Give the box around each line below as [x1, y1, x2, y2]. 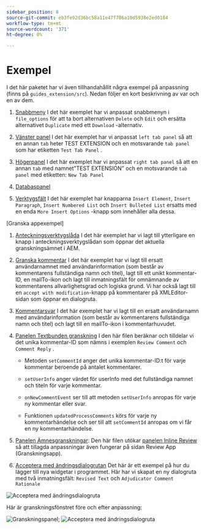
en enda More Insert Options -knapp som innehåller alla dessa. [15, 208, 176, 215]
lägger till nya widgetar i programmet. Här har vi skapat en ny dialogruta [15, 468, 197, 476]
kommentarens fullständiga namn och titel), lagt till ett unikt [15, 270, 165, 277]
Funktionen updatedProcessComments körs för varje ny [24, 412, 157, 420]
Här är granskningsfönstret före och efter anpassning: [6, 504, 143, 511]
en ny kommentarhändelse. [24, 425, 94, 432]
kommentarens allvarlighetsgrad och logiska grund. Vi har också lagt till [15, 283, 196, 290]
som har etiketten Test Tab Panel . [15, 146, 103, 154]
